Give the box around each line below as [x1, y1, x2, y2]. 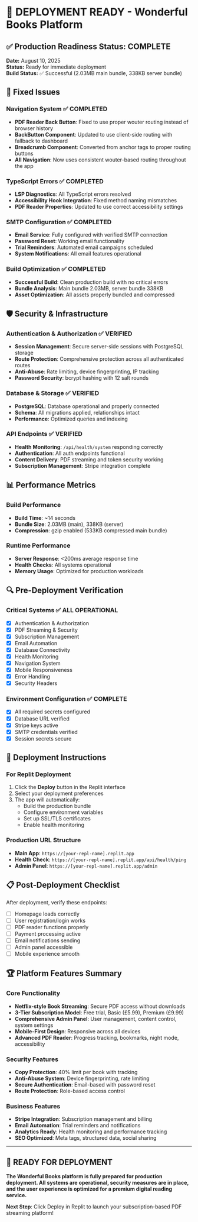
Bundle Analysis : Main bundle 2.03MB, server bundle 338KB [14, 285, 164, 292]
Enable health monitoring [23, 822, 84, 829]
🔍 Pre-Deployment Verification [6, 586, 124, 596]
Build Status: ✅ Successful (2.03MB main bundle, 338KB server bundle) [6, 70, 183, 76]
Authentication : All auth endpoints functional [14, 450, 125, 457]
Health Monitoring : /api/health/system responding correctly [14, 443, 163, 450]
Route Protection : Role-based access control [14, 1087, 126, 1094]
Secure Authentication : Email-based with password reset [14, 1081, 156, 1088]
